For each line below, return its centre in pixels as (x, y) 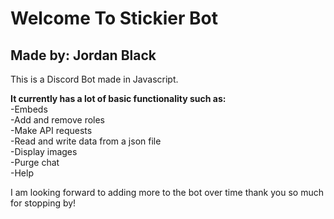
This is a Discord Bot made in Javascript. (94, 79)
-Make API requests (51, 130)
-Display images (44, 151)
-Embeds (29, 109)
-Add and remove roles (58, 120)
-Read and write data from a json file (86, 141)
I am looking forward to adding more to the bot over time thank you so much (167, 192)
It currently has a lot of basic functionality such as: (118, 98)
